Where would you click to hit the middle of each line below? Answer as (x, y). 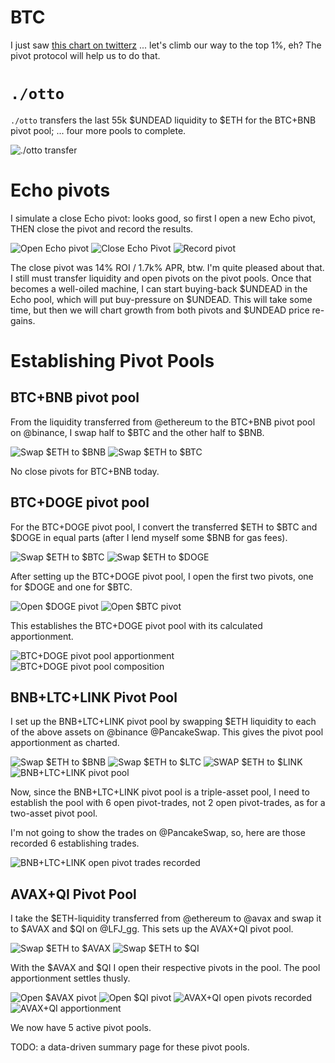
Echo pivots (60, 190)
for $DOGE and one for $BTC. (71, 587)
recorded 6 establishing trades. (75, 843)
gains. (23, 320)
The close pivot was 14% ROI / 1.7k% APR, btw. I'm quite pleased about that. (167, 267)
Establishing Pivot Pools (112, 361)
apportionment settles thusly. (70, 978)
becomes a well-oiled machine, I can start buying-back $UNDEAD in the (159, 288)
